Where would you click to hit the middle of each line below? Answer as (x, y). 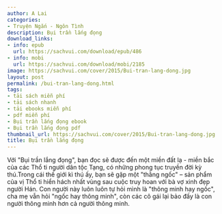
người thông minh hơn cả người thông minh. (68, 204)
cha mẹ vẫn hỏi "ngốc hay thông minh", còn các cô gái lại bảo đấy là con (110, 196)
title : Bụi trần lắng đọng (45, 141)
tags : (15, 90)
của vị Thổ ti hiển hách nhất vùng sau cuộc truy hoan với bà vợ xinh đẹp (109, 182)
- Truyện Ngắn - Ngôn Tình (45, 26)
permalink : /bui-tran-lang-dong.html (61, 83)
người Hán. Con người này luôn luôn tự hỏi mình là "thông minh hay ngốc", (111, 189)
